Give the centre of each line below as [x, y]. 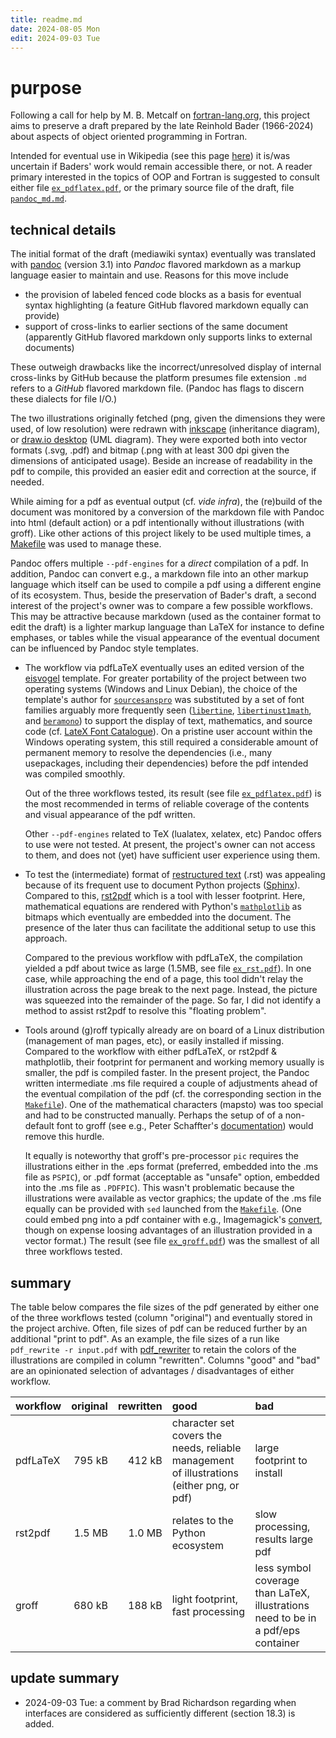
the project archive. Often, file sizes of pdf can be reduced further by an [159, 1328]
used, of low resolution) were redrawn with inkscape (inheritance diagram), [165, 429]
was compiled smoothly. [75, 774]
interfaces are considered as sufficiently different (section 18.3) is [160, 1713]
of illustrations [205, 1473]
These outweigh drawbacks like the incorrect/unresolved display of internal [166, 367]
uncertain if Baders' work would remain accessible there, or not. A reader [161, 167]
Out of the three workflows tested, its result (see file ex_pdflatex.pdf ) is [173, 793]
